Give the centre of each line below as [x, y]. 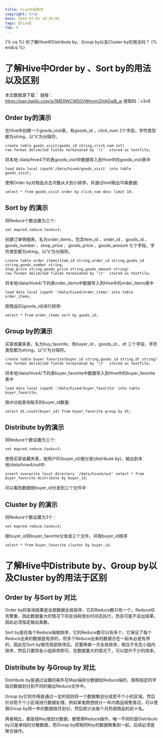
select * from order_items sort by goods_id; [52, 315]
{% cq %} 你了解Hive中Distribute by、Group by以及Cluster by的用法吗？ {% [81, 42]
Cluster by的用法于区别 [61, 578]
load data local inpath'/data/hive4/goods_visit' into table [68, 169]
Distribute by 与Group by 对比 [50, 667]
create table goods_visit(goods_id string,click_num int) [65, 146]
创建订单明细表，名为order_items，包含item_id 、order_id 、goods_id [74, 239]
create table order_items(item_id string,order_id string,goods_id [75, 261]
